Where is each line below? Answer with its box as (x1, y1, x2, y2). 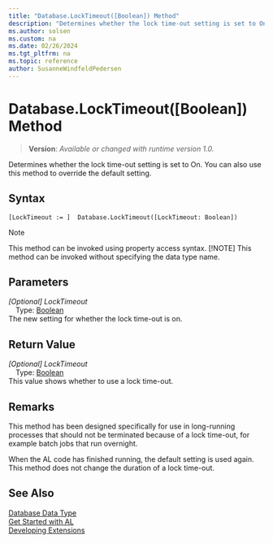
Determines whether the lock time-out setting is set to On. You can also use (8, 159, 262, 169)
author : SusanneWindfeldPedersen (8, 65, 122, 73)
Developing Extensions (8, 525, 85, 535)
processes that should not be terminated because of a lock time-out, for (8, 429, 250, 439)
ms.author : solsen (8, 27, 71, 35)
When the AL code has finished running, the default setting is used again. (8, 454, 254, 463)
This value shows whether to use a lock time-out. (8, 377, 174, 386)
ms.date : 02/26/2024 (8, 42, 79, 50)
